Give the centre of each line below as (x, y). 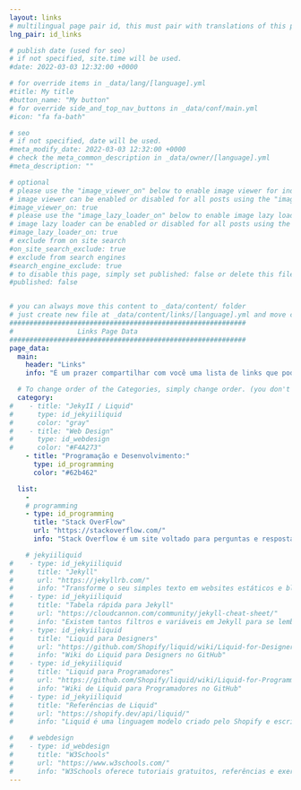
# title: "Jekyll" (54, 572)
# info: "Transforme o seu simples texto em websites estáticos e (146, 588)
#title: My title (42, 91)
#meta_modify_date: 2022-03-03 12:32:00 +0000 (98, 150)
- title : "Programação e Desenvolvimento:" (108, 456)
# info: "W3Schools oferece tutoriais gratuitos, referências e (142, 771)
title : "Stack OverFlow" (79, 522)
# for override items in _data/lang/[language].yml (107, 83)
